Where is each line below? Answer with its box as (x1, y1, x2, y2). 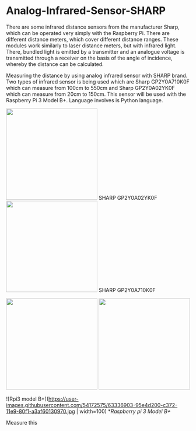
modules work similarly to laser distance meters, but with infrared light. (6, 42, 177, 49)
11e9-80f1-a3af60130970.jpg (6, 408, 75, 415)
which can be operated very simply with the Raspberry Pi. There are (6, 29, 170, 36)
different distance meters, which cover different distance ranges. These (6, 36, 179, 43)
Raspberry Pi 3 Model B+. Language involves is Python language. (6, 96, 163, 103)
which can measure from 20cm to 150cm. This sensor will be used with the (6, 91, 187, 98)
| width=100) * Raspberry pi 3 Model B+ (76, 408, 171, 415)
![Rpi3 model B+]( (6, 395, 49, 402)
